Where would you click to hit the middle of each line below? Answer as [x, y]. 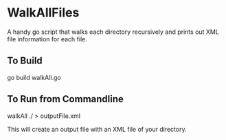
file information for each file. [47, 39]
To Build [25, 61]
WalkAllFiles [43, 13]
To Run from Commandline [65, 99]
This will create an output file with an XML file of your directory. [97, 129]
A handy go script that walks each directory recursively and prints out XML [113, 32]
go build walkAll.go [34, 77]
